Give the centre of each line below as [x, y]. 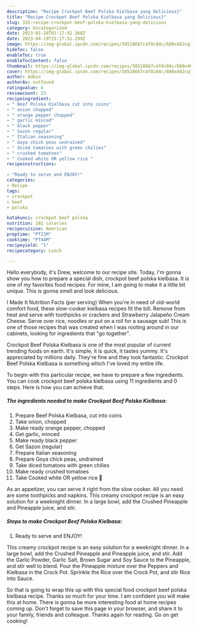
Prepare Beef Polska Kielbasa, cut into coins [68, 416]
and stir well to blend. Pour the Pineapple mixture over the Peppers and [93, 566]
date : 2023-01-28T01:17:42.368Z [46, 33]
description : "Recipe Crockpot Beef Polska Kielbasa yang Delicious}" [94, 11]
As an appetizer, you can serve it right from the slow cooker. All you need [95, 489]
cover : [15, 71]
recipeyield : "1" [28, 245]
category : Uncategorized [37, 28]
